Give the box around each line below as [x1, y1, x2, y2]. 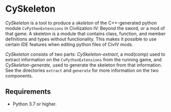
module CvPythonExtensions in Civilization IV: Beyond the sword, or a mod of [5, 25, 165, 31]
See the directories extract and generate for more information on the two [5, 67, 159, 73]
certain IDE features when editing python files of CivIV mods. [5, 41, 133, 47]
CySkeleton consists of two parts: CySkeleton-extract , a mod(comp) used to [5, 51, 165, 57]
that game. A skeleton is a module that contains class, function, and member [5, 30, 166, 36]
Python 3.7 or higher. [12, 101, 57, 107]
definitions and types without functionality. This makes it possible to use [5, 36, 157, 42]
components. [5, 72, 33, 79]
